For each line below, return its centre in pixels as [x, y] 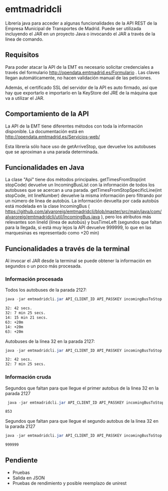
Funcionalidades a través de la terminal [67, 249]
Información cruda [28, 377]
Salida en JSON [28, 477]
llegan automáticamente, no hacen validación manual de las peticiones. [79, 78]
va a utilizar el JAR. [25, 98]
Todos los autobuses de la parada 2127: [46, 290]
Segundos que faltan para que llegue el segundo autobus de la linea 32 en [82, 421]
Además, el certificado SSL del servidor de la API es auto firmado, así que [81, 87]
